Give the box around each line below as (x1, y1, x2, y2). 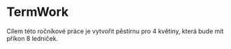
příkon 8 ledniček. (6, 34, 59, 42)
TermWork (6, 4, 69, 20)
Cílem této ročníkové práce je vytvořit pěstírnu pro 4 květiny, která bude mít (6, 27, 224, 35)
